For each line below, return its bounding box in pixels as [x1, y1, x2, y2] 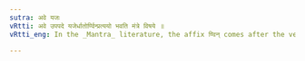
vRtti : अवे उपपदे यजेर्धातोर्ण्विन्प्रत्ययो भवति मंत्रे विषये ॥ [9, 22, 165, 30]
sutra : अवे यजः [9, 13, 61, 22]
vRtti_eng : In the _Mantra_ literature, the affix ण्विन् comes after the [9, 30, 285, 39]
